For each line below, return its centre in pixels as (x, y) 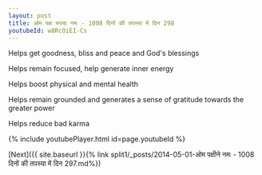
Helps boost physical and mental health (73, 84)
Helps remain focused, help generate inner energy (91, 69)
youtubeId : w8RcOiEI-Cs (48, 30)
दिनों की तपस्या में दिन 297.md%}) (55, 164)
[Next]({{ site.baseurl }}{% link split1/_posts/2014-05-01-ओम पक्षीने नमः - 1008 (131, 155)
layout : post (30, 16)
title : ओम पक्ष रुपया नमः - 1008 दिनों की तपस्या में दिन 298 (91, 23)
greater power (32, 108)
